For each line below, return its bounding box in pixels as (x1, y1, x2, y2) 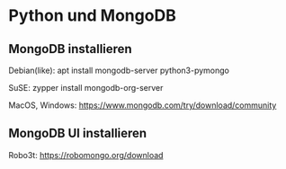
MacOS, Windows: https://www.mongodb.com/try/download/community (8, 100, 277, 111)
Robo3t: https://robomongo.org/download (8, 149, 164, 160)
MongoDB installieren (8, 41, 132, 57)
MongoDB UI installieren (8, 126, 147, 141)
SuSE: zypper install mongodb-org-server (8, 83, 164, 93)
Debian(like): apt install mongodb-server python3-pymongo (8, 65, 230, 76)
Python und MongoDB (8, 5, 176, 26)
